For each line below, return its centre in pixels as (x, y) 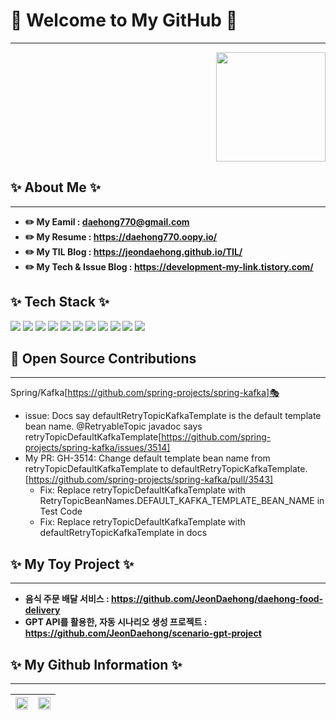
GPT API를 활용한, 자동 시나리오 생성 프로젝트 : (116, 622)
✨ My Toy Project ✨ (72, 564)
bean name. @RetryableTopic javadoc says (113, 426)
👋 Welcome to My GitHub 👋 (124, 20)
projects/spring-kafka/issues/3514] (97, 448)
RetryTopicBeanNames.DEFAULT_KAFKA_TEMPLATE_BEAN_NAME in (182, 501)
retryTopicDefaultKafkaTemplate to (96, 469)
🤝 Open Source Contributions (103, 358)
